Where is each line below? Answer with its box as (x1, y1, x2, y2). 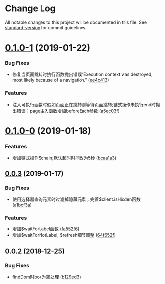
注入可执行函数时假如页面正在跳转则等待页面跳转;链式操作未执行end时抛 (12, 101, 161, 107)
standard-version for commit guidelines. (5, 24, 87, 30)
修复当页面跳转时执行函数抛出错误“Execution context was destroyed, (12, 71, 153, 77)
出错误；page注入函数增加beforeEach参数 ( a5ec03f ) (12, 108, 120, 114)
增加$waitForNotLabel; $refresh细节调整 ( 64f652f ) (12, 232, 116, 238)
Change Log (5, 3, 56, 14)
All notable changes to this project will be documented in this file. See (5, 19, 147, 25)
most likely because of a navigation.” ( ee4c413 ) (12, 77, 109, 83)
